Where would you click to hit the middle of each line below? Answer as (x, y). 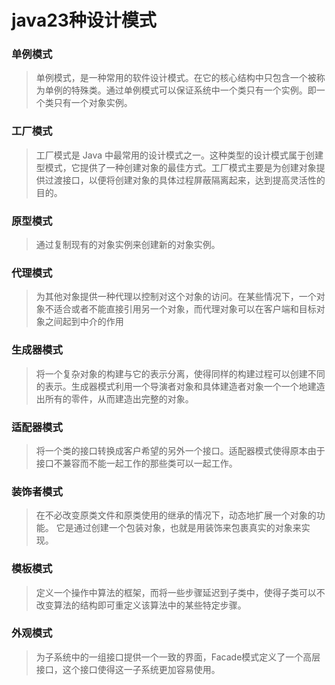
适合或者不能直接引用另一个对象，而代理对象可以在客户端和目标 (185, 309)
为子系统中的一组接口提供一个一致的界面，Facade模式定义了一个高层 (178, 657)
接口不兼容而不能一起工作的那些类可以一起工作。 (136, 463)
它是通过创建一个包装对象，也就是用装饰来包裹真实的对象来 (178, 528)
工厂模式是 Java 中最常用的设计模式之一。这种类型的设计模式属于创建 (179, 155)
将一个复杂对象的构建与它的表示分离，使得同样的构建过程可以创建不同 (180, 373)
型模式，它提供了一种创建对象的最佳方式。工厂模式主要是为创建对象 (176, 167)
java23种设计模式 (84, 20)
